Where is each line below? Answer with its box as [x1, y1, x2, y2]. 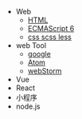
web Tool [15, 41, 46, 50]
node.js [15, 101, 41, 111]
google [27, 50, 52, 58]
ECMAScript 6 [27, 24, 75, 33]
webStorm [27, 66, 62, 75]
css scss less [27, 32, 72, 42]
